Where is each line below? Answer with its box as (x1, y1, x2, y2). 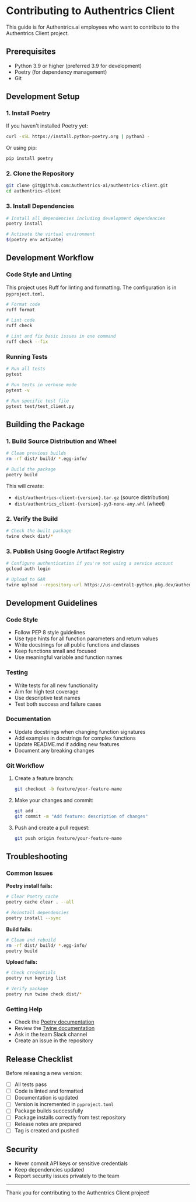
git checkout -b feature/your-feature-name (14, 786, 123, 792)
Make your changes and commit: (14, 797, 94, 803)
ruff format (6, 307, 35, 312)
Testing (6, 668, 28, 676)
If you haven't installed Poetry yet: (6, 122, 89, 129)
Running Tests (6, 352, 48, 360)
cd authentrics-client (6, 188, 61, 194)
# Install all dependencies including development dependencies (6, 215, 166, 221)
